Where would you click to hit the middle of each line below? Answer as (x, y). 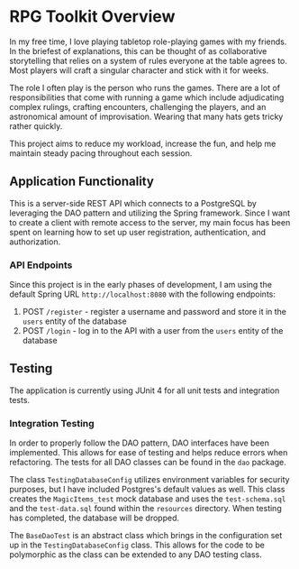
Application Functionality (82, 182)
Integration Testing (52, 423)
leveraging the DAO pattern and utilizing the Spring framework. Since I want (150, 213)
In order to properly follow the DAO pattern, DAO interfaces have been (140, 443)
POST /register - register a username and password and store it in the (154, 312)
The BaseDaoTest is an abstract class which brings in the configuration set (146, 536)
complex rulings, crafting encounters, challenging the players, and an (138, 106)
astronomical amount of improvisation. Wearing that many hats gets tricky (146, 116)
